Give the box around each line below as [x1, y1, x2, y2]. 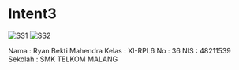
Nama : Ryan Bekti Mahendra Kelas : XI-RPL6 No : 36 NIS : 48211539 [8, 46, 231, 55]
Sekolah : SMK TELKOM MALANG [8, 54, 118, 64]
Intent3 [8, 5, 57, 23]
